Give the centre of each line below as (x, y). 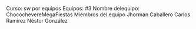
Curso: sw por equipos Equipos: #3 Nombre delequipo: (73, 8)
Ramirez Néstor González (37, 21)
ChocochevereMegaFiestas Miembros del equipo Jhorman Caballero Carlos (98, 14)
